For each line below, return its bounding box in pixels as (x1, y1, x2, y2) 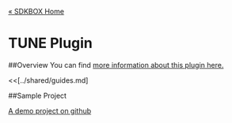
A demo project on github (8, 106, 92, 115)
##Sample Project (8, 91, 67, 100)
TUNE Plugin (8, 35, 93, 52)
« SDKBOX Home (8, 7, 65, 16)
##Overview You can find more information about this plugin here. (8, 60, 224, 69)
